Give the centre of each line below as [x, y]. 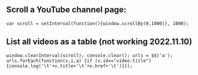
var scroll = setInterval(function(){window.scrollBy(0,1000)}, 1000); [97, 23]
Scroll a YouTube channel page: [67, 10]
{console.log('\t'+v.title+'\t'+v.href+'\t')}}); [70, 66]
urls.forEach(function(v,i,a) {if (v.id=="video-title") [79, 61]
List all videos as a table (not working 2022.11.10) [99, 42]
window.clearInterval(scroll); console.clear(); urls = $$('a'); [89, 55]
